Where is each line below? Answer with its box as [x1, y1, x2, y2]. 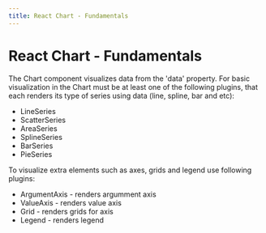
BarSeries [19, 141, 54, 150]
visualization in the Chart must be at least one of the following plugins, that [8, 82, 258, 91]
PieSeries [19, 149, 53, 159]
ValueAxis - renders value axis [19, 197, 122, 207]
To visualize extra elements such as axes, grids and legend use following [8, 165, 252, 175]
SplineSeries [19, 132, 63, 142]
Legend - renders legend [19, 215, 104, 225]
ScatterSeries [19, 115, 66, 125]
